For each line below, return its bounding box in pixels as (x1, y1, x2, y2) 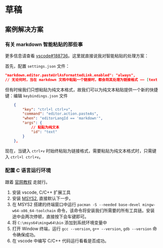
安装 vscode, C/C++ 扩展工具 (12, 189, 71, 195)
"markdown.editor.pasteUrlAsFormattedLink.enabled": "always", (5, 73, 136, 77)
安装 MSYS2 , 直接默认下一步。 (12, 195, 74, 201)
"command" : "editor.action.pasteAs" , (22, 111, 98, 116)
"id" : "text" (31, 129, 57, 134)
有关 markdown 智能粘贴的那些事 (5, 41, 83, 47)
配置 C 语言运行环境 (5, 167, 51, 174)
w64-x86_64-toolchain (12, 208, 56, 213)
